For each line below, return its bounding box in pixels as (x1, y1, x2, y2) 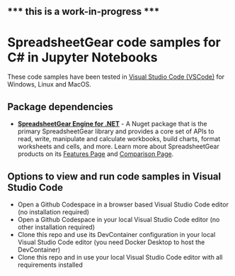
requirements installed (17, 260, 83, 269)
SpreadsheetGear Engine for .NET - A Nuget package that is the (17, 120, 207, 128)
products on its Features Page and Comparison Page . (17, 150, 174, 158)
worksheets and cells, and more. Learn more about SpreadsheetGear (17, 142, 219, 151)
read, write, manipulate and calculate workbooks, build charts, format (17, 135, 221, 143)
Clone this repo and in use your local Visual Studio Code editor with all (17, 253, 223, 261)
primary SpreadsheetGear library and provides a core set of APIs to (17, 127, 214, 136)
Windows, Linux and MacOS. (7, 80, 92, 89)
